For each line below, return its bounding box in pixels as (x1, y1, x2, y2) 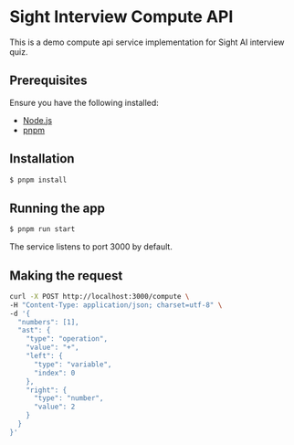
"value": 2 (33, 402, 76, 412)
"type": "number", (33, 394, 104, 403)
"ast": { (17, 326, 51, 335)
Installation (9, 151, 75, 166)
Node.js (22, 114, 53, 125)
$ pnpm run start (9, 225, 76, 234)
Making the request (9, 268, 123, 283)
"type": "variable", (33, 359, 112, 369)
